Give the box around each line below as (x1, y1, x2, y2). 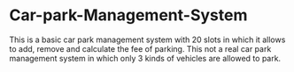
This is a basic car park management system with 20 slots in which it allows (9, 34, 286, 45)
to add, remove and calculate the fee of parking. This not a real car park (9, 43, 272, 54)
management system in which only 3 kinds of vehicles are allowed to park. (9, 53, 282, 63)
